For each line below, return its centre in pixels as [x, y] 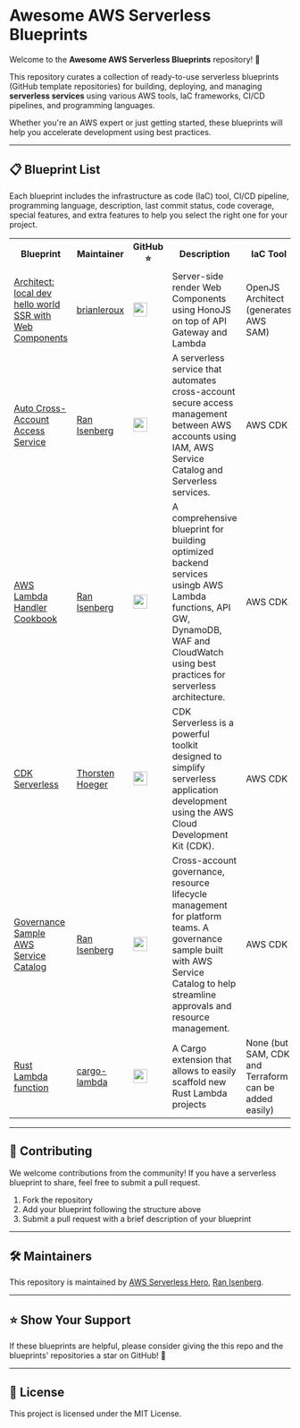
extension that [202, 1059]
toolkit [185, 745]
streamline [194, 995]
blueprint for [198, 529]
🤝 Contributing [51, 1151]
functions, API [201, 607]
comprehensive [204, 517]
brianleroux [100, 310]
